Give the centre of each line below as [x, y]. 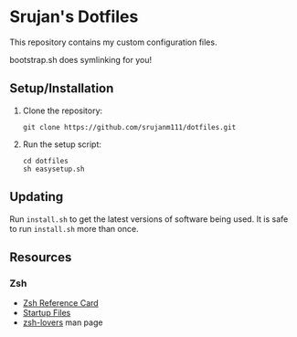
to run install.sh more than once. [74, 228]
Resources [41, 257]
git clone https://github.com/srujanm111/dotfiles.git [129, 127]
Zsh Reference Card [60, 303]
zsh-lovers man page [63, 322]
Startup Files [47, 313]
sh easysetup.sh [53, 169]
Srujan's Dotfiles [74, 17]
